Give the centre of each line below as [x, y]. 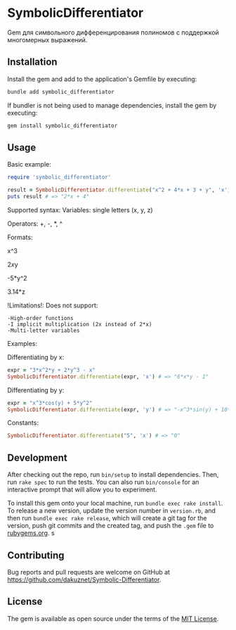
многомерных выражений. [47, 39]
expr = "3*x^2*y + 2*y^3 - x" [52, 370]
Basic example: [29, 165]
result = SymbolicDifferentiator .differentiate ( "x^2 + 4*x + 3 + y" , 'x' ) [119, 190]
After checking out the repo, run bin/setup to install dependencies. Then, [113, 475]
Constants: [23, 423]
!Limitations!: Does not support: [53, 305]
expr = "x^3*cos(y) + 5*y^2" [50, 403]
